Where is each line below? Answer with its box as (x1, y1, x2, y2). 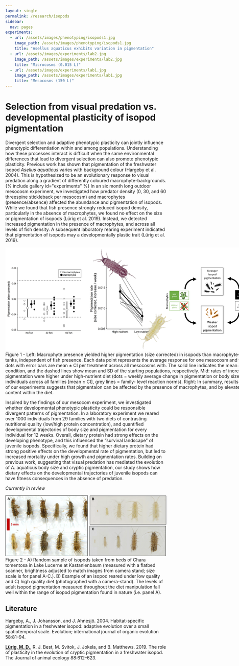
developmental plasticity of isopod (5, 112, 156, 124)
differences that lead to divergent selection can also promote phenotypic (5, 156, 159, 162)
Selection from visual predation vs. (5, 101, 157, 112)
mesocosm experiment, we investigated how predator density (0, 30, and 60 (5, 188, 166, 194)
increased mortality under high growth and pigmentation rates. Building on (5, 454, 162, 460)
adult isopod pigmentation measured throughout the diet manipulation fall (5, 584, 160, 590)
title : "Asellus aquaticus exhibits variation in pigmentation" (14, 46, 154, 51)
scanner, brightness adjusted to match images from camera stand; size (5, 567, 155, 574)
